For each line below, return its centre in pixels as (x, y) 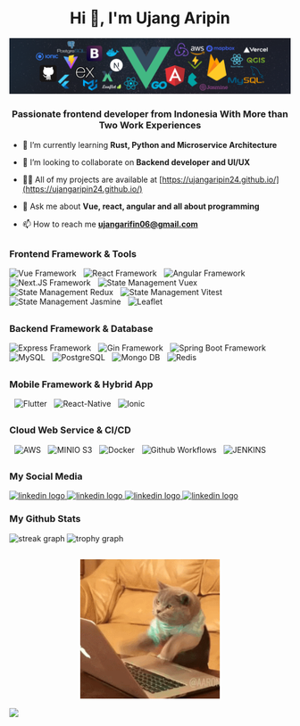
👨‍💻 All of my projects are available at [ (92, 179)
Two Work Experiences (150, 126)
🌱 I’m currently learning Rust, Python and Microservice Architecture (150, 144)
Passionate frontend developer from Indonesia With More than (150, 114)
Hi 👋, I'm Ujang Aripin (150, 18)
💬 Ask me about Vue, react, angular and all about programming (141, 206)
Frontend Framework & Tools (73, 254)
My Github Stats (45, 519)
